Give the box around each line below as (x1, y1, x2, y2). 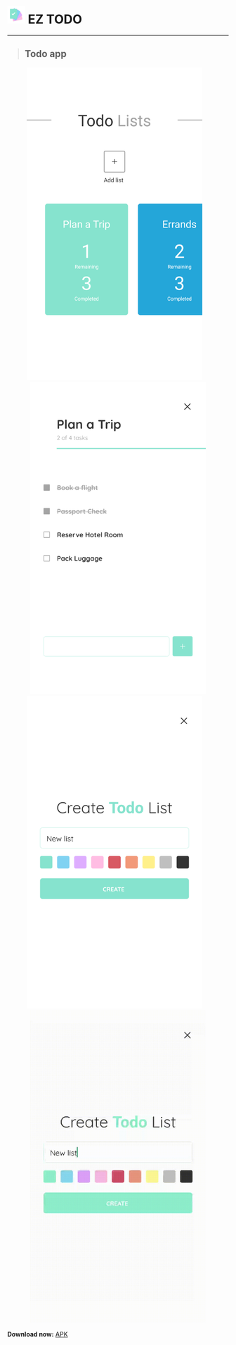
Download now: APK (7, 1330, 68, 1339)
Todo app (24, 48, 67, 60)
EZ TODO (27, 11, 83, 27)
